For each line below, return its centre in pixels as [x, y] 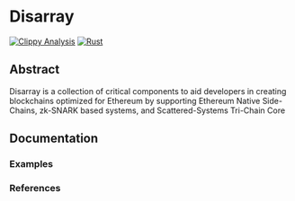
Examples [31, 164]
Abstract [35, 70]
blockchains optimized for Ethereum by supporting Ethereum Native [135, 100]
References [35, 188]
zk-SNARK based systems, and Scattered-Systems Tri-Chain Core [162, 110]
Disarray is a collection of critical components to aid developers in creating [148, 91]
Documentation [54, 139]
